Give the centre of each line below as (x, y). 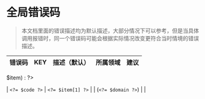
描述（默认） (71, 62)
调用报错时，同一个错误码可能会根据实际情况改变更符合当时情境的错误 (110, 38)
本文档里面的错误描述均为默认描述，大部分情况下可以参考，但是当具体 (110, 31)
